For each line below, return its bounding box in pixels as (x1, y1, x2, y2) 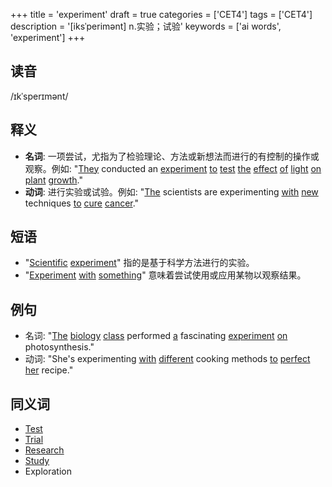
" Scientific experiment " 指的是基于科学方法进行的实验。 (24, 257, 255, 269)
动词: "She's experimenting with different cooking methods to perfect (24, 353, 311, 365)
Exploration (24, 465, 72, 478)
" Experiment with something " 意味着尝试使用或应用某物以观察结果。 (24, 269, 307, 281)
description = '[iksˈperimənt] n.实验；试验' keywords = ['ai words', (10, 20, 282, 32)
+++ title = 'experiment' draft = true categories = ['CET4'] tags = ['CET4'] (10, 9, 313, 20)
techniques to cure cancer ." (24, 197, 140, 209)
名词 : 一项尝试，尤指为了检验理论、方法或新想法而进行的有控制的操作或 (24, 150, 320, 162)
